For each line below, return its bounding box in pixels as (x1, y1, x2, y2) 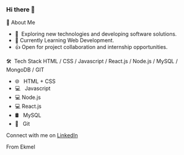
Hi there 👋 (6, 5, 36, 14)
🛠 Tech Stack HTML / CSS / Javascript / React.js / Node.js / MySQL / (6, 58, 178, 65)
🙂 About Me (6, 19, 36, 26)
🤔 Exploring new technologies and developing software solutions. (14, 30, 177, 38)
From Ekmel (6, 143, 36, 151)
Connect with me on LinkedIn (6, 132, 79, 139)
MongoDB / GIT (6, 66, 45, 73)
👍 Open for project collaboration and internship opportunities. (14, 44, 168, 51)
